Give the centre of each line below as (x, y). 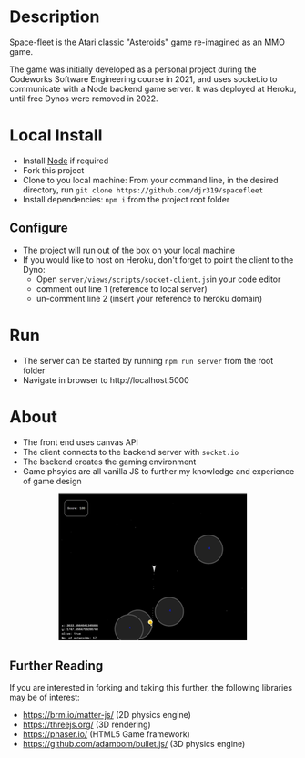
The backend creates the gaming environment (109, 462)
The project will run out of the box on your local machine (128, 250)
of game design (52, 481)
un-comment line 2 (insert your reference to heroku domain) (149, 298)
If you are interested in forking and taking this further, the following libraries (151, 688)
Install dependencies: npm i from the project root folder (126, 199)
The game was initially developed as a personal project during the (133, 69)
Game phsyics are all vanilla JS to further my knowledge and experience (158, 471)
